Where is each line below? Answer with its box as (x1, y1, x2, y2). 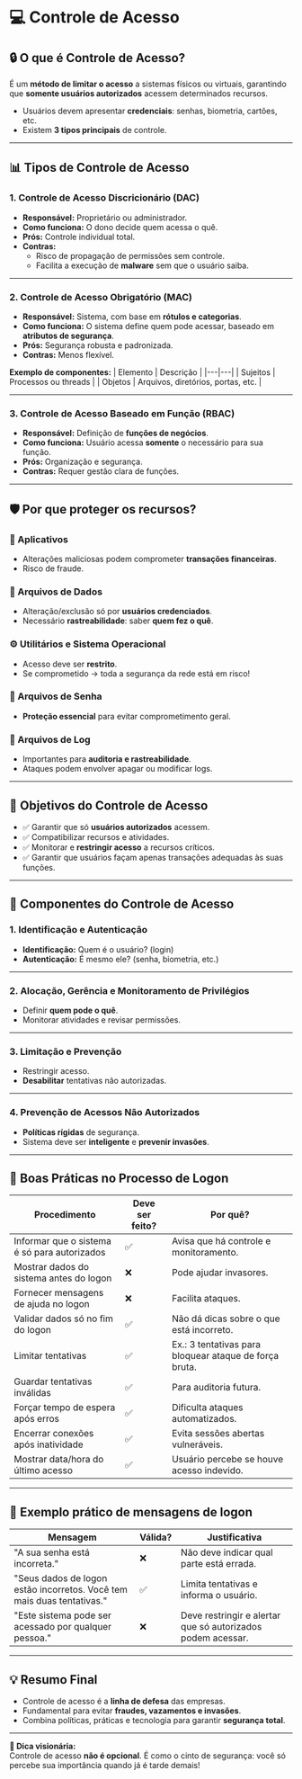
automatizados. (172, 1413, 237, 1426)
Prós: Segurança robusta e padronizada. (22, 339, 173, 351)
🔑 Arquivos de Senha (9, 690, 102, 702)
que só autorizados (181, 1621, 262, 1633)
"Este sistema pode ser (13, 1609, 112, 1622)
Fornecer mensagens (13, 1287, 104, 1300)
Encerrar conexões (13, 1427, 94, 1440)
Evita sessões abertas (172, 1427, 265, 1440)
